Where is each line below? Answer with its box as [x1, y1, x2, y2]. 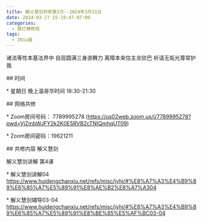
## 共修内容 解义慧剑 [6, 145, 59, 152]
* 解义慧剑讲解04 [6, 171, 50, 178]
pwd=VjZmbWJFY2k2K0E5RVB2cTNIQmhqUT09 [6, 120, 127, 127]
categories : [6, 20, 36, 26]
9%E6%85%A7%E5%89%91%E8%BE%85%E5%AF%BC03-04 [6, 209, 166, 217]
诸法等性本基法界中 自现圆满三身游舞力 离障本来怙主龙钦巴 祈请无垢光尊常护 [6, 54, 196, 61]
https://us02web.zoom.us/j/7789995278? [87, 113, 192, 120]
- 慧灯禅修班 [11, 25, 40, 32]
